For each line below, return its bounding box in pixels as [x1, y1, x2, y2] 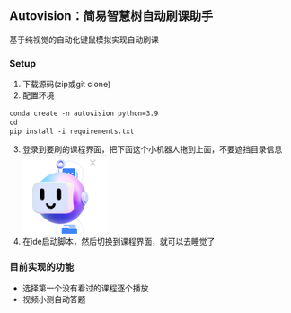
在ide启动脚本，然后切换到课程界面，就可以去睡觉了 [22, 237, 216, 247]
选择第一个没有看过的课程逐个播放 [22, 282, 149, 294]
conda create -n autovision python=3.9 [9, 109, 159, 119]
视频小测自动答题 [22, 294, 86, 305]
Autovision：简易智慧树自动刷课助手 [9, 8, 214, 24]
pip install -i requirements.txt [9, 127, 135, 137]
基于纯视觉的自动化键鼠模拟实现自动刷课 [9, 34, 159, 45]
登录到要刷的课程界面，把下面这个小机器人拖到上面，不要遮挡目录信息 [22, 144, 283, 155]
